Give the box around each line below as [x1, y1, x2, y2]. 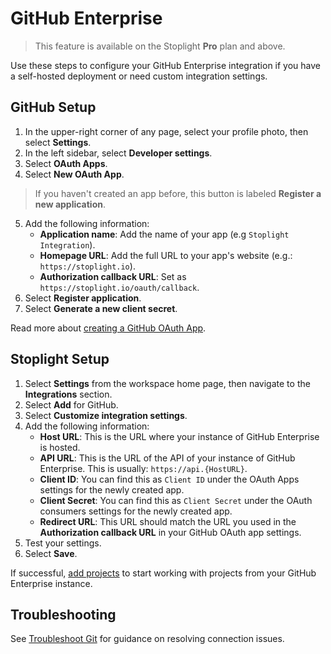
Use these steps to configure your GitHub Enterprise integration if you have [10, 59, 322, 71]
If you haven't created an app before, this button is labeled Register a [34, 187, 322, 199]
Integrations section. [24, 388, 113, 400]
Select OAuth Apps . [24, 157, 108, 169]
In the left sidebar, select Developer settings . [24, 147, 213, 159]
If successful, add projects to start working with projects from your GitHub [10, 567, 317, 579]
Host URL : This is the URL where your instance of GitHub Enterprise [39, 430, 320, 442]
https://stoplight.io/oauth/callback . [39, 281, 200, 293]
